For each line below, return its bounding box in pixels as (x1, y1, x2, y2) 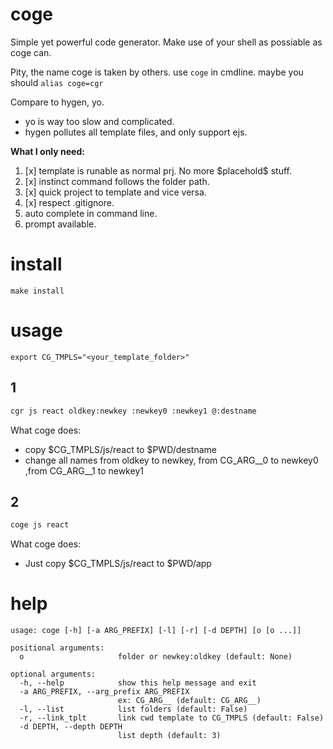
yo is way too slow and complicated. (24, 115, 175, 127)
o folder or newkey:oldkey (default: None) (19, 652, 293, 662)
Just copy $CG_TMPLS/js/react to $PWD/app (24, 558, 212, 570)
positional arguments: (10, 643, 105, 653)
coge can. (10, 46, 52, 58)
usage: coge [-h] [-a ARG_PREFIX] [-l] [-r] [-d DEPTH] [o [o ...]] (10, 626, 302, 636)
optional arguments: (10, 669, 97, 680)
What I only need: (10, 145, 85, 157)
